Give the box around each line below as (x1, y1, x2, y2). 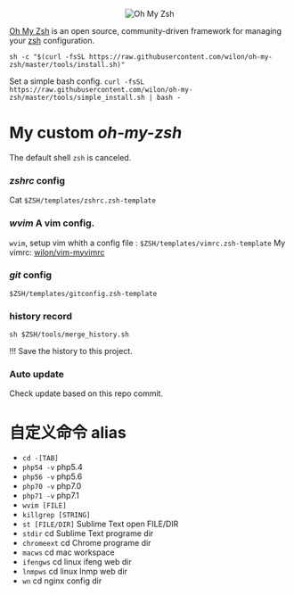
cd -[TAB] (21, 454, 60, 463)
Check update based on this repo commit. (9, 388, 163, 399)
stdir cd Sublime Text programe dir (21, 528, 154, 539)
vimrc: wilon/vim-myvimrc (9, 246, 105, 258)
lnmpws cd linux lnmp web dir (21, 566, 127, 577)
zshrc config (9, 174, 65, 186)
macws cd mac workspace (21, 547, 115, 558)
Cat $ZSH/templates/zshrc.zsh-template (9, 194, 156, 205)
